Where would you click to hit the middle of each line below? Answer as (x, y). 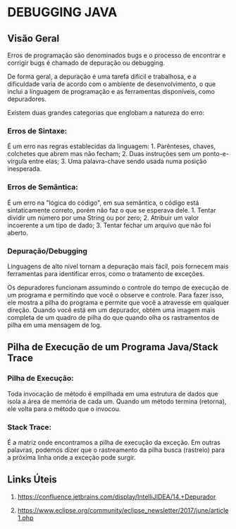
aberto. (18, 232)
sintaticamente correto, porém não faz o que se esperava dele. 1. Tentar (112, 210)
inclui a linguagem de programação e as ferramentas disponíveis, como (111, 91)
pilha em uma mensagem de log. (55, 325)
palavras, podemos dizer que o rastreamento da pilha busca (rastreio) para (116, 450)
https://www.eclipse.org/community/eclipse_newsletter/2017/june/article (123, 510)
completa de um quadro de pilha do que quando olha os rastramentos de (113, 317)
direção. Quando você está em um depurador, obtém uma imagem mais (112, 310)
